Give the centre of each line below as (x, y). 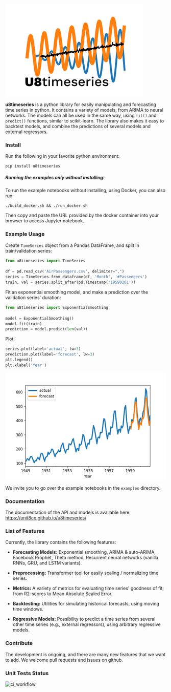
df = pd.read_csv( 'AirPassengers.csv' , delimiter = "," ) (65, 271)
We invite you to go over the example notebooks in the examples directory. (83, 488)
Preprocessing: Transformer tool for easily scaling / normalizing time (86, 573)
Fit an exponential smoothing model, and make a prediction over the (77, 292)
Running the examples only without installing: (55, 177)
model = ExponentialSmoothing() (40, 318)
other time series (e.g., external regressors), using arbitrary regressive (87, 624)
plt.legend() (19, 360)
